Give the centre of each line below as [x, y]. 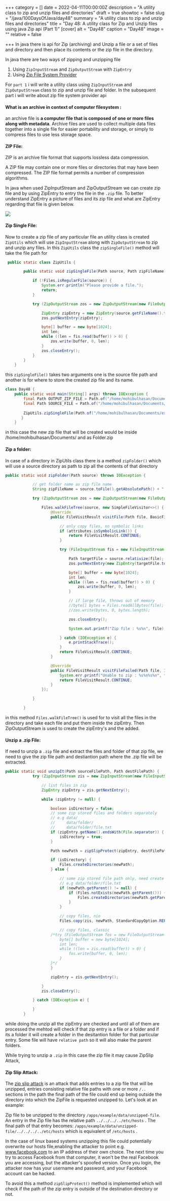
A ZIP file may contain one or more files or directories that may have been [82, 167]
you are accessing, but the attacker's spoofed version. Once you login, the [83, 1163]
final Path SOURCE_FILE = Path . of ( [61, 403]
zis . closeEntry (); [61, 991]
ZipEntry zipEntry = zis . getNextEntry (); [86, 790]
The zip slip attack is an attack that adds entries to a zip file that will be [79, 1083]
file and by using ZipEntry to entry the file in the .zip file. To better [74, 193]
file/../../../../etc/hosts [35, 1132]
